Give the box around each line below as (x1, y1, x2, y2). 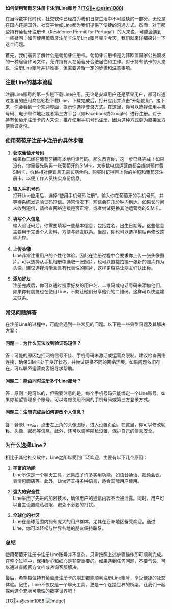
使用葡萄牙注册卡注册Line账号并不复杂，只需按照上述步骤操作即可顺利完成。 (5, 551, 166, 558)
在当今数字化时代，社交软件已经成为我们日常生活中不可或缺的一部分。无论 (5, 16, 161, 22)
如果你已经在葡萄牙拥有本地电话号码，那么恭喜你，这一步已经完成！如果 (12, 156, 164, 162)
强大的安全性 (12, 488, 40, 494)
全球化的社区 (12, 512, 40, 518)
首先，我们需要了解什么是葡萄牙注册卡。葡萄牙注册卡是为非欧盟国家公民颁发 (5, 52, 166, 58)
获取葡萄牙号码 (12, 150, 44, 156)
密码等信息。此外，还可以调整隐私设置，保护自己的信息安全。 (27, 428, 157, 434)
